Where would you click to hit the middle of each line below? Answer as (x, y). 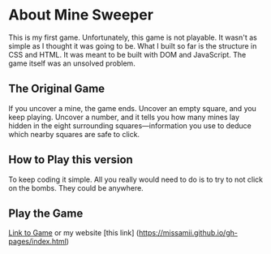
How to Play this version (71, 160)
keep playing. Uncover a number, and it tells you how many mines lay (124, 117)
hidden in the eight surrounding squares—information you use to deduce (130, 125)
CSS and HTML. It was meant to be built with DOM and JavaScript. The (127, 54)
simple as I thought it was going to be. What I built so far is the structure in (133, 45)
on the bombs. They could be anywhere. (76, 187)
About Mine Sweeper (81, 15)
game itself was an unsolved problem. (72, 63)
